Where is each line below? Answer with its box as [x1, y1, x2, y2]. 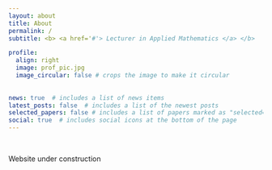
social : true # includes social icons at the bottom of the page [8, 116, 237, 125]
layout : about [8, 11, 57, 20]
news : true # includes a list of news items [8, 93, 164, 102]
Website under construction [8, 154, 101, 164]
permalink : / [8, 27, 53, 35]
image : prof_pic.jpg [15, 64, 85, 73]
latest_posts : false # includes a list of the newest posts [8, 102, 219, 110]
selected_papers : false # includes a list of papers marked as [8, 109, 227, 117]
